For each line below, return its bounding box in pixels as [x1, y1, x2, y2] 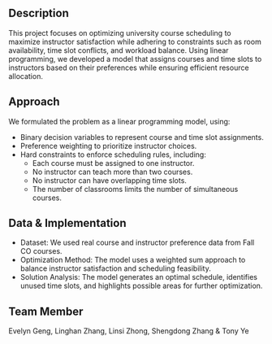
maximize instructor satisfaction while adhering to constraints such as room [8, 37, 261, 46]
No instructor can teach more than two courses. [32, 167, 193, 176]
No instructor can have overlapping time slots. [32, 175, 187, 185]
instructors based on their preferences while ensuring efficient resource [8, 63, 249, 72]
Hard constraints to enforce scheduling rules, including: [19, 150, 207, 159]
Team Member [8, 304, 84, 318]
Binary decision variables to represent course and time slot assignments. [19, 132, 264, 142]
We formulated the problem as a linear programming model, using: [8, 116, 231, 126]
